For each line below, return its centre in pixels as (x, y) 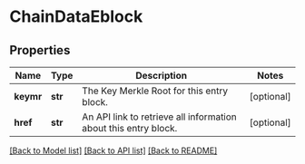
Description (162, 76)
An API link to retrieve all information (159, 117)
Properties (40, 50)
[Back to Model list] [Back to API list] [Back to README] (113, 150)
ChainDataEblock (76, 17)
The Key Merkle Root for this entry (155, 91)
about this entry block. (129, 128)
